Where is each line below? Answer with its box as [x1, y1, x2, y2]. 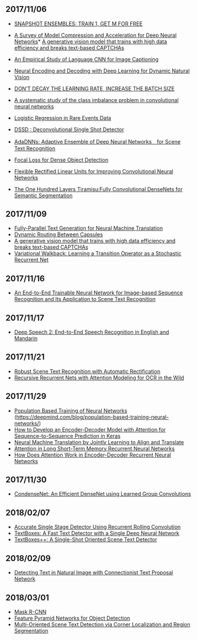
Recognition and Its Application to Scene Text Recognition [14, 296, 156, 303]
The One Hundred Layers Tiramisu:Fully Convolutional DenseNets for [14, 185, 183, 192]
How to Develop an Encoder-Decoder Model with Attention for [14, 426, 166, 433]
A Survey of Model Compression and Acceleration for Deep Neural [14, 31, 177, 39]
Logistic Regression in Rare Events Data [14, 114, 112, 121]
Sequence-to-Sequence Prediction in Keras [14, 432, 121, 439]
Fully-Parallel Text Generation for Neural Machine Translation [14, 224, 163, 232]
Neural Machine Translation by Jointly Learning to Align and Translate [14, 438, 185, 446]
